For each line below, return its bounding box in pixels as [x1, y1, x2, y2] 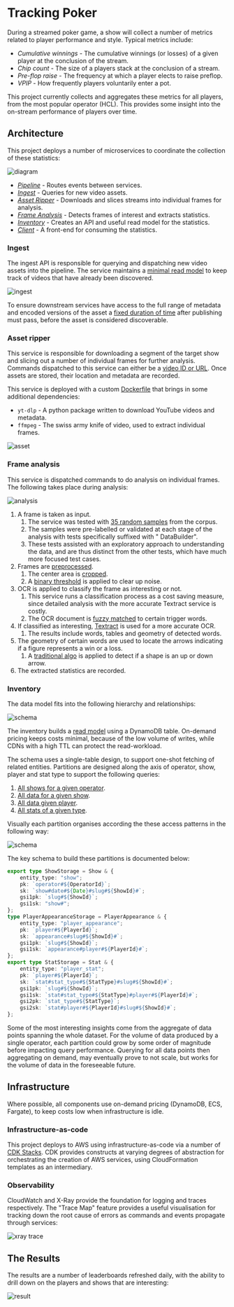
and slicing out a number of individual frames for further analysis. [7, 357, 196, 365]
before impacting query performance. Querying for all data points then [7, 1046, 210, 1055]
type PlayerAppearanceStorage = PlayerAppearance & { [7, 913, 168, 920]
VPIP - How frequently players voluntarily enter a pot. [17, 78, 171, 87]
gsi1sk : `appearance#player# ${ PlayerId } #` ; [20, 946, 149, 953]
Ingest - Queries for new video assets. [17, 188, 128, 197]
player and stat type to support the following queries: [7, 770, 161, 778]
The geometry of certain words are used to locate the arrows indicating [17, 636, 224, 645]
